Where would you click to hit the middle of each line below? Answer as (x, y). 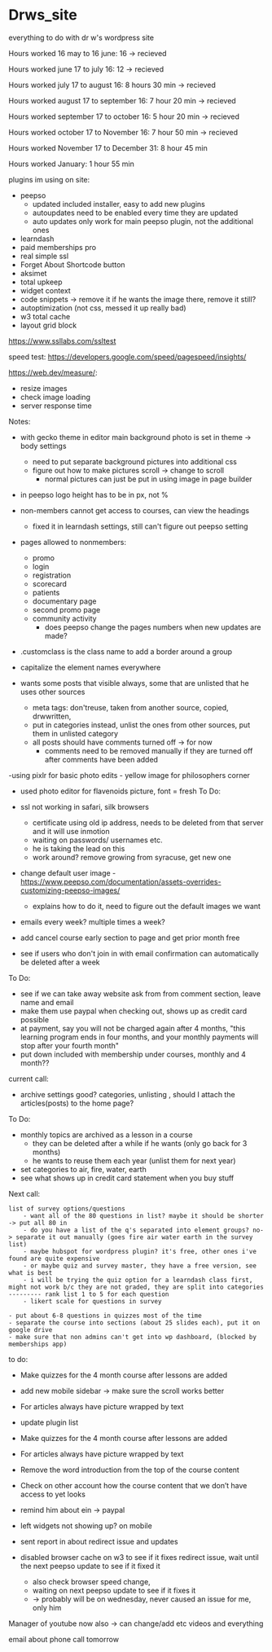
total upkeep (41, 282)
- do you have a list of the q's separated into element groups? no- (144, 1230)
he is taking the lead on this (79, 848)
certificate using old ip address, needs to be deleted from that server (148, 822)
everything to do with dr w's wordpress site (81, 37)
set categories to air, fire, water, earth (83, 1169)
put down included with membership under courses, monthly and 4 (133, 1054)
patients (46, 592)
